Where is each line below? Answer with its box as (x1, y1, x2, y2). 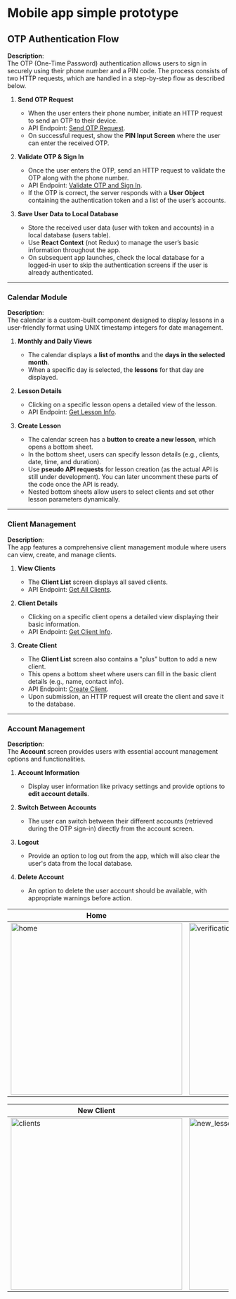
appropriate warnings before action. (27, 893, 133, 902)
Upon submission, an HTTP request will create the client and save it (27, 692, 224, 700)
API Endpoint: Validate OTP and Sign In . (27, 181, 143, 189)
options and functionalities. (7, 754, 86, 763)
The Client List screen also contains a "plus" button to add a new (27, 654, 218, 663)
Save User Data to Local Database (17, 210, 119, 218)
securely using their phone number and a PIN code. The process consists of (7, 67, 228, 75)
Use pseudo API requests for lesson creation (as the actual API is (27, 465, 219, 473)
